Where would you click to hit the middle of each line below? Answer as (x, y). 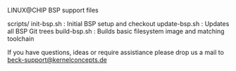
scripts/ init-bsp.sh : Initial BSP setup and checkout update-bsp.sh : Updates (118, 24)
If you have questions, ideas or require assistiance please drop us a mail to (116, 52)
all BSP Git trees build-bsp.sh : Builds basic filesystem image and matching (116, 31)
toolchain (21, 39)
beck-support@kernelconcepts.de (57, 60)
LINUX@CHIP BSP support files (53, 10)
